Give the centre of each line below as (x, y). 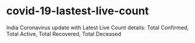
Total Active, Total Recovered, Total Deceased (64, 33)
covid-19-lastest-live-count (78, 11)
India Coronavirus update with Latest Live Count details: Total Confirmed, (97, 27)
